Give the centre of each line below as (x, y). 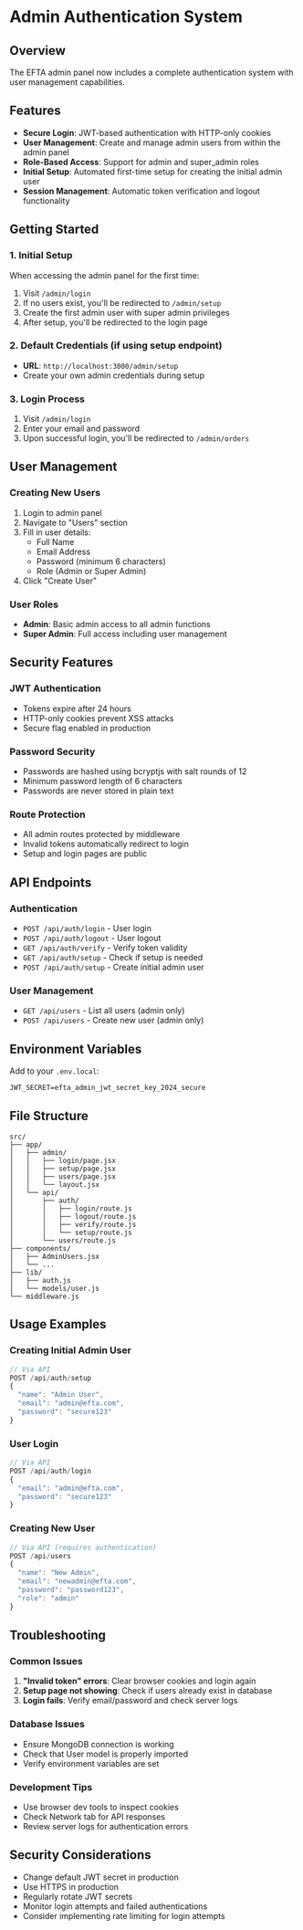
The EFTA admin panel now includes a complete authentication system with (151, 72)
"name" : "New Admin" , (59, 1573)
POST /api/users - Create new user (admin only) (113, 1021)
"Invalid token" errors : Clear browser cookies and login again (139, 1681)
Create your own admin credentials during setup (114, 375)
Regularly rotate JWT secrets (78, 1896)
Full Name (55, 541)
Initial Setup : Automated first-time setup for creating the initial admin (152, 172)
